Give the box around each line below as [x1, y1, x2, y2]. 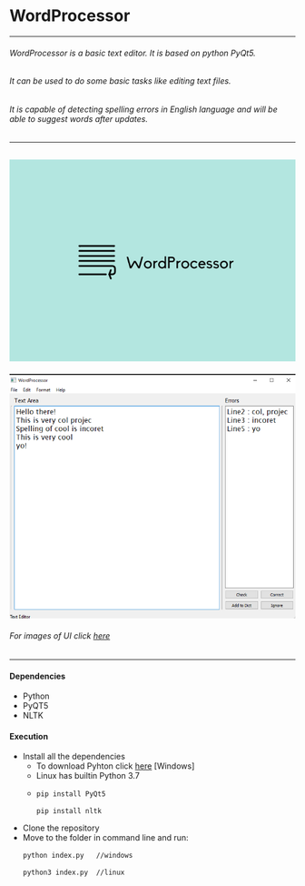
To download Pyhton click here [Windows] [35, 760, 195, 771]
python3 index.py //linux [22, 868, 125, 878]
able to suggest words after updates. [9, 113, 148, 124]
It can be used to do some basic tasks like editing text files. [9, 76, 231, 86]
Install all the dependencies [22, 751, 125, 762]
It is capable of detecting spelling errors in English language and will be [9, 104, 279, 115]
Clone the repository [22, 822, 100, 833]
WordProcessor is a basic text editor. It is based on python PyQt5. [9, 47, 256, 58]
